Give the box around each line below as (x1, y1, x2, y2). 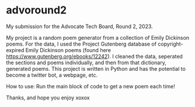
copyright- (157, 40, 183, 47)
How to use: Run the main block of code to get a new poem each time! (6, 82, 175, 89)
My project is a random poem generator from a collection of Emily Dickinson (6, 34, 190, 41)
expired (6, 46, 25, 53)
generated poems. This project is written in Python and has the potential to (6, 65, 186, 72)
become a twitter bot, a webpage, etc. (6, 71, 98, 78)
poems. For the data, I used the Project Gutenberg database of (6, 40, 156, 47)
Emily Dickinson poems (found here (25, 46, 112, 53)
